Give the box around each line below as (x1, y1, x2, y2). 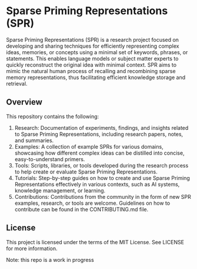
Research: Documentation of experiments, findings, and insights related (14, 124, 189, 131)
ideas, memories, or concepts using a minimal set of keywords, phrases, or (6, 48, 188, 55)
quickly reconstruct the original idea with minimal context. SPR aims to (6, 61, 177, 68)
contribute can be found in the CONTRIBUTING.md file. (14, 205, 149, 213)
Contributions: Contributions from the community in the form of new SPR (14, 193, 191, 200)
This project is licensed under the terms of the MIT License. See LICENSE (6, 238, 184, 245)
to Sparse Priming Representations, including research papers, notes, (14, 130, 183, 137)
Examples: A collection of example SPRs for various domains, (14, 143, 163, 150)
